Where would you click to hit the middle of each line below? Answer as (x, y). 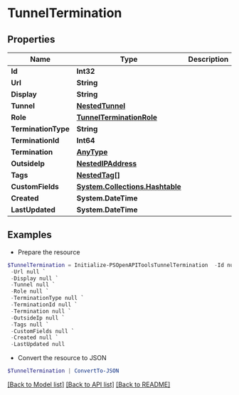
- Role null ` (30, 292)
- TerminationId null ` (44, 305)
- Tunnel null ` (33, 285)
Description (208, 59)
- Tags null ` (30, 325)
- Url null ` (28, 271)
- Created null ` (34, 338)
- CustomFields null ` (42, 331)
